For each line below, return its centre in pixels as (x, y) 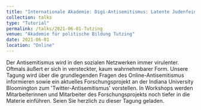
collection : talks (29, 17)
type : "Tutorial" (28, 23)
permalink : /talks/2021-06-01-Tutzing (54, 29)
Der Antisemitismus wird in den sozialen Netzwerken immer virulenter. (93, 62)
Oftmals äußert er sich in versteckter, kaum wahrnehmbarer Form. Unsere (97, 69)
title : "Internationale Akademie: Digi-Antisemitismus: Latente (88, 12)
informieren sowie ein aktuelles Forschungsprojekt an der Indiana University (100, 81)
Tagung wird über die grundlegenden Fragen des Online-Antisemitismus (95, 75)
